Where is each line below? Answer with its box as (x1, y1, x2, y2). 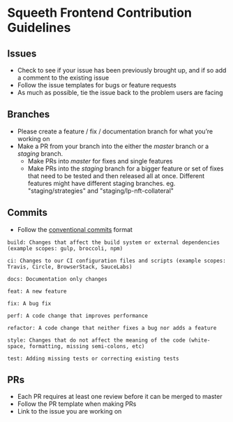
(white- (188, 337, 211, 344)
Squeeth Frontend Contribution (7, 5, 192, 21)
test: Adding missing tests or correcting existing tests (7, 355, 179, 362)
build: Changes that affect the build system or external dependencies (7, 239, 220, 246)
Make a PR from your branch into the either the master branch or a (17, 142, 209, 150)
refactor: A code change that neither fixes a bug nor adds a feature (7, 324, 217, 331)
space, (7, 342, 27, 350)
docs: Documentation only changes (7, 275, 108, 282)
